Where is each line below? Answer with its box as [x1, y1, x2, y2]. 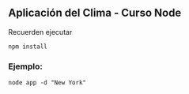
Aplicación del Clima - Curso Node [8, 6, 182, 20]
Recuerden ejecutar [8, 27, 73, 36]
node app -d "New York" [8, 79, 87, 87]
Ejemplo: [8, 61, 43, 72]
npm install [8, 43, 47, 51]
